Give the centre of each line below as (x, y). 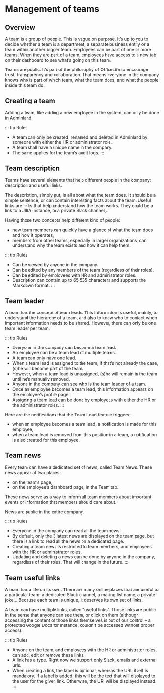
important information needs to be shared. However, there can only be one (81, 323)
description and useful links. (34, 185)
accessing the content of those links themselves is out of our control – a (78, 620)
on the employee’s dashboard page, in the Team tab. (65, 487)
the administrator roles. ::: (38, 405)
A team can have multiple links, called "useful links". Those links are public (81, 610)
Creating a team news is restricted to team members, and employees (82, 547)
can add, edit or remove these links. (48, 655)
